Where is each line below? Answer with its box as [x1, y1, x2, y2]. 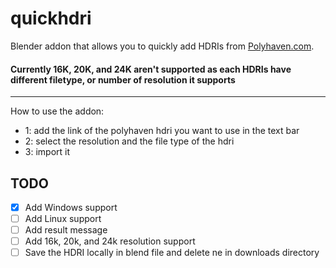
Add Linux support [24, 213, 102, 225]
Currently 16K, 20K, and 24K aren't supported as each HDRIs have [10, 63, 292, 75]
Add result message [24, 224, 108, 236]
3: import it [24, 146, 71, 158]
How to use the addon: [10, 105, 105, 117]
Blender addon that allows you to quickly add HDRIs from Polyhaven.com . [10, 40, 315, 52]
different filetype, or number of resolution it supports [10, 73, 236, 86]
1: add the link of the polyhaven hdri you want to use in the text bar [24, 125, 300, 137]
